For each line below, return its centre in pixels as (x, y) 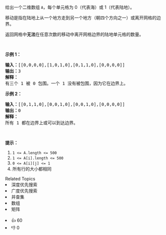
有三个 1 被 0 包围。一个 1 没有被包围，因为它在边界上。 (67, 84)
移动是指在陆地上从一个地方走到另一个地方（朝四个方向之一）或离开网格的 (81, 18)
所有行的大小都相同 (32, 169)
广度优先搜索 (24, 191)
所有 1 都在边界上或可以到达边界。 (41, 123)
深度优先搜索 (24, 185)
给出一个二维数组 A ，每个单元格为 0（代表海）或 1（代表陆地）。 (70, 7)
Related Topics (20, 179)
